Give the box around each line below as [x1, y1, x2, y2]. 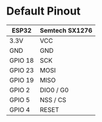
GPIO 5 [9, 95, 31, 104]
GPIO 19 [9, 76, 34, 84]
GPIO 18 [9, 56, 34, 64]
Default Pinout [6, 4, 81, 18]
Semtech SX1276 [39, 26, 93, 35]
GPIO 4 [9, 105, 31, 114]
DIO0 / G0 [39, 86, 69, 94]
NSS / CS [39, 95, 67, 104]
